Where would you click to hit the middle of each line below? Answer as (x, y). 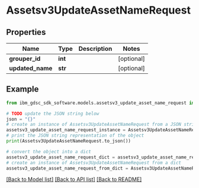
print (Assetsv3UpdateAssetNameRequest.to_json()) (69, 141)
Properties (26, 32)
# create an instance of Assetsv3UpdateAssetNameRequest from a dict (94, 163)
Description (95, 49)
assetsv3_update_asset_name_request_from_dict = (67, 168)
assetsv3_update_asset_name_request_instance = (66, 130)
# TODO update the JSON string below (53, 114)
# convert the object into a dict (49, 151)
